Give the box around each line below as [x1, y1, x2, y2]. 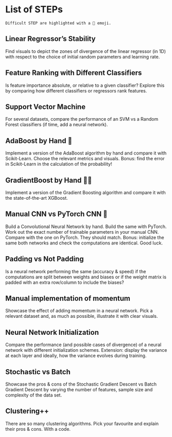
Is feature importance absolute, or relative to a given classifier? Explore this [5, 82, 165, 88]
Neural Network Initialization [5, 328, 99, 337]
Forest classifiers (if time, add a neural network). [5, 122, 108, 128]
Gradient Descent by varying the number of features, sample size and [5, 387, 153, 393]
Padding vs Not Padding [5, 255, 84, 263]
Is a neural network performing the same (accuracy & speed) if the [5, 268, 146, 274]
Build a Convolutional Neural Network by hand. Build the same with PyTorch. [5, 223, 167, 230]
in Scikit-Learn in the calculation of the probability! [5, 161, 112, 167]
